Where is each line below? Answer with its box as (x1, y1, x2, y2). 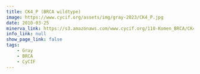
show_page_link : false (6, 36, 62, 42)
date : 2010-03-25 (6, 20, 49, 26)
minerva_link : (6, 25, 42, 32)
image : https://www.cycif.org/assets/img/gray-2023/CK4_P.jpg (6, 14, 164, 20)
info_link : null (6, 31, 46, 37)
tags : (6, 42, 20, 48)
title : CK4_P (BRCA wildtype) (6, 8, 82, 15)
